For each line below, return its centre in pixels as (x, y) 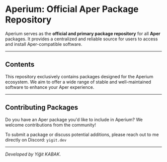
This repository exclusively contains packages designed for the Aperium (79, 76)
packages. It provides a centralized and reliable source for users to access (82, 39)
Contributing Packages (42, 107)
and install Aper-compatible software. (44, 44)
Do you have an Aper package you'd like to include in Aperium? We (74, 119)
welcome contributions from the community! (50, 125)
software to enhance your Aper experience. (50, 87)
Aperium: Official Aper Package (72, 9)
